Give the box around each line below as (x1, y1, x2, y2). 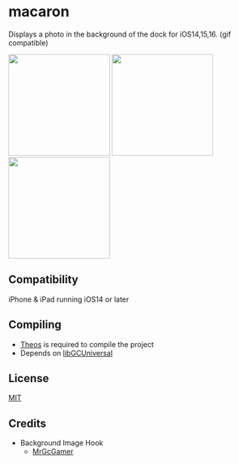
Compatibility (8, 273, 79, 286)
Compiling (8, 318, 62, 332)
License (8, 372, 49, 385)
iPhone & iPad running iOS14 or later (8, 294, 130, 304)
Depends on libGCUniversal (19, 348, 113, 358)
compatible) (8, 37, 49, 47)
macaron (8, 2, 70, 21)
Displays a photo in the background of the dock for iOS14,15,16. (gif (8, 29, 232, 39)
